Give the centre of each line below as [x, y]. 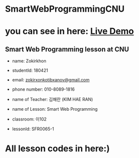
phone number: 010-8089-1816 [43, 89]
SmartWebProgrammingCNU [65, 9]
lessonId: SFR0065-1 [33, 129]
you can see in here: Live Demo [69, 31]
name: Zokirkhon [29, 61]
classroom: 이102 [29, 119]
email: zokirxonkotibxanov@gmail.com [51, 80]
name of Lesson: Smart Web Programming [55, 109]
